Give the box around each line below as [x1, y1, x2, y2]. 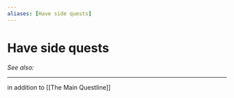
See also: [7, 63, 34, 72]
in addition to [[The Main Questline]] [7, 83, 111, 91]
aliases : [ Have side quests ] [7, 10, 92, 17]
